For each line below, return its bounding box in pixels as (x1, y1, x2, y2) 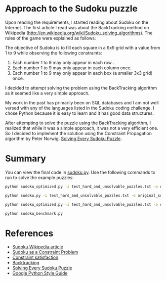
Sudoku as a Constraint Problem (12, 249, 78, 255)
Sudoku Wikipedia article (12, 244, 63, 250)
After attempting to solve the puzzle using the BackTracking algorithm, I (5, 120, 151, 126)
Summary (5, 153, 46, 164)
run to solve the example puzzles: (5, 174, 74, 181)
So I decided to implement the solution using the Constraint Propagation (5, 130, 152, 136)
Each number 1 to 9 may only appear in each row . (12, 59, 115, 65)
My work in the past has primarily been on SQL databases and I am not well (5, 99, 159, 105)
